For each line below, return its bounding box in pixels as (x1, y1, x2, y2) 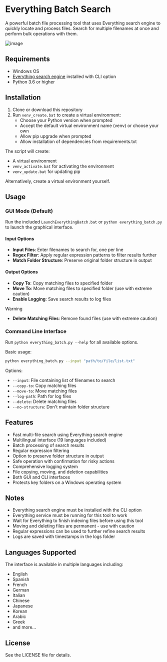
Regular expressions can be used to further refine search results (12, 528, 145, 534)
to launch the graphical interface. (5, 224, 73, 230)
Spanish (12, 576, 29, 582)
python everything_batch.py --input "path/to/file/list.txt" (5, 358, 135, 363)
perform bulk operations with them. (5, 30, 78, 36)
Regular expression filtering (12, 447, 69, 453)
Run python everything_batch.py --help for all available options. (5, 339, 138, 345)
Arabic (12, 613, 26, 619)
